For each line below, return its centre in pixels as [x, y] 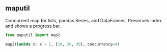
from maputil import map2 [33, 35]
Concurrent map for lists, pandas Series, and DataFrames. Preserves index [83, 20]
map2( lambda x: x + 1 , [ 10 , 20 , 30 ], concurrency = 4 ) [62, 44]
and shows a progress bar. [33, 26]
